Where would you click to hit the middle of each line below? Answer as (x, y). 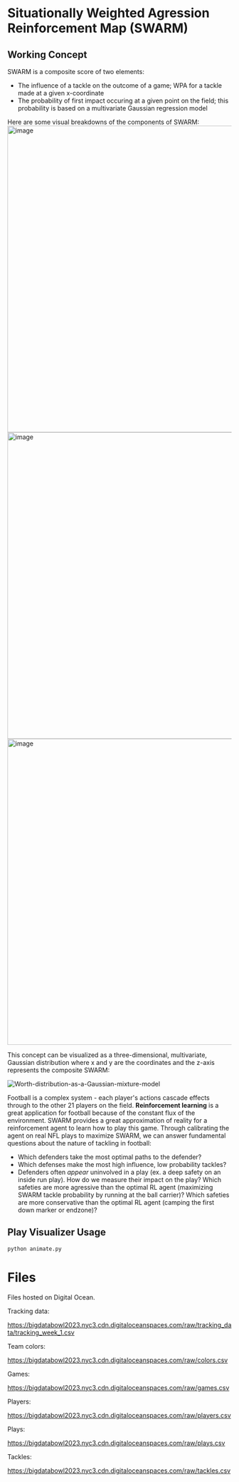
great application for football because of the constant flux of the (101, 1113)
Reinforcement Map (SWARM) (98, 28)
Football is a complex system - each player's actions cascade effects (108, 1098)
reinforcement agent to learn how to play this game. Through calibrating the (118, 1128)
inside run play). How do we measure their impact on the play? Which (119, 1180)
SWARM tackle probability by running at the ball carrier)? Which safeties (123, 1195)
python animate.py (34, 1249)
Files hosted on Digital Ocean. (51, 1297)
